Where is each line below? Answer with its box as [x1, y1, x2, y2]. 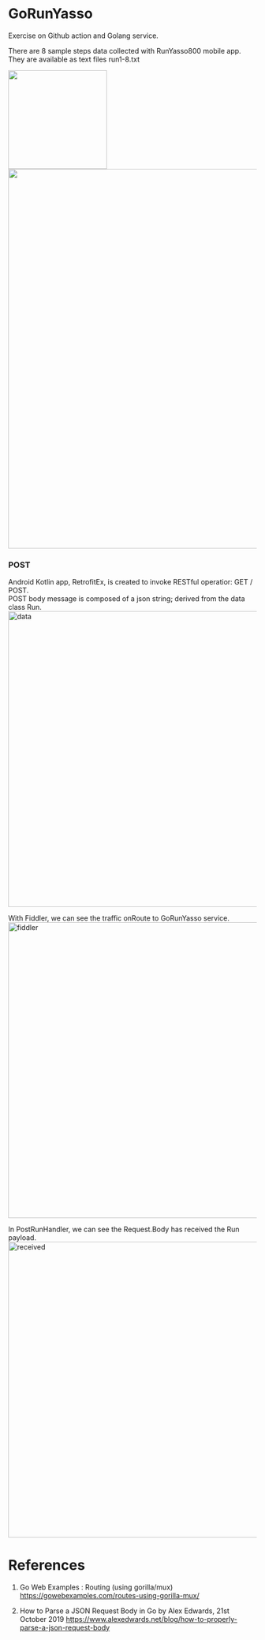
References [8, 1556, 85, 1575]
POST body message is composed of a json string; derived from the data [8, 594, 246, 603]
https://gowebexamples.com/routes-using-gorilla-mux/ [19, 1591, 200, 1601]
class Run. [8, 603, 42, 612]
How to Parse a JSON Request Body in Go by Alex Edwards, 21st [19, 1606, 230, 1616]
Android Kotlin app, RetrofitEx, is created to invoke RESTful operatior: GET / [8, 577, 253, 587]
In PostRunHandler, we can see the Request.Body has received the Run [8, 1224, 240, 1235]
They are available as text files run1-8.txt [8, 54, 140, 64]
